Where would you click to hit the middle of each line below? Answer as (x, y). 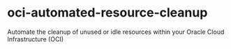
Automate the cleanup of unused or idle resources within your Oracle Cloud (116, 32)
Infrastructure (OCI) (36, 39)
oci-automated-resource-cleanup (107, 13)
